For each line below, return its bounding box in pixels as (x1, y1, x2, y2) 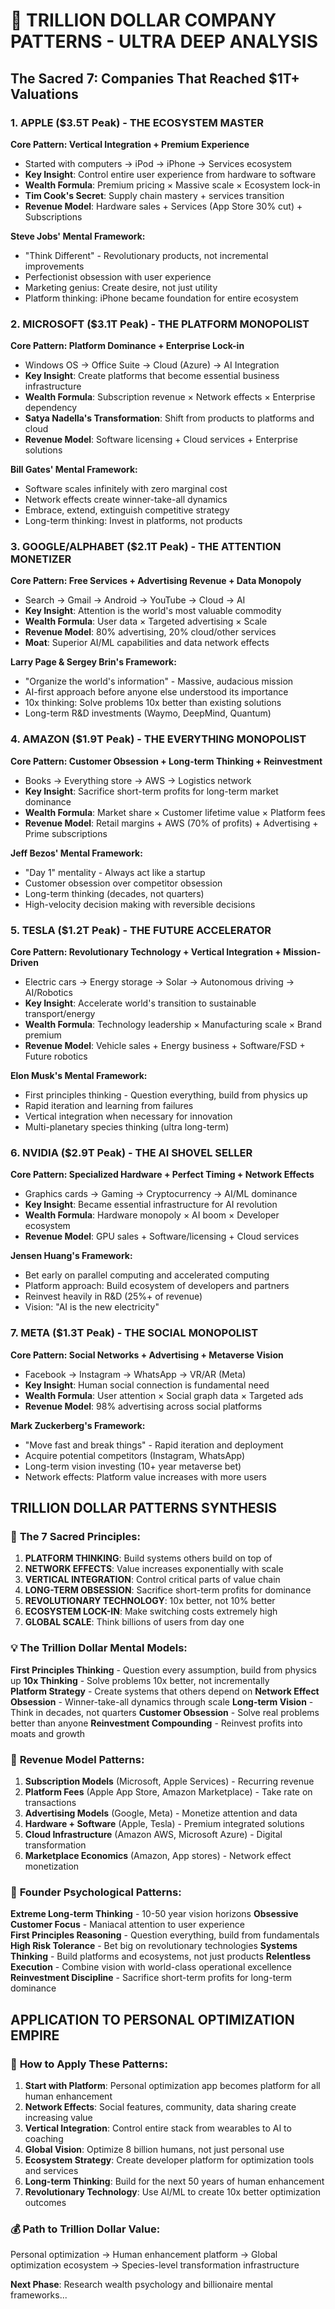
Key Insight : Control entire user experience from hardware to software (24, 168, 317, 180)
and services (24, 2164, 79, 2176)
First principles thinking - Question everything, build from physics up (24, 1089, 308, 1101)
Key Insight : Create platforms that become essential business (24, 370, 280, 382)
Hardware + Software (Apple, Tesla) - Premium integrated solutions (24, 1817, 305, 1829)
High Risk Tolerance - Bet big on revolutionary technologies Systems (10, 1940, 298, 1952)
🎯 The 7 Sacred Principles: (10, 1529, 141, 1543)
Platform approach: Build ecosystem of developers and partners (24, 1280, 290, 1292)
